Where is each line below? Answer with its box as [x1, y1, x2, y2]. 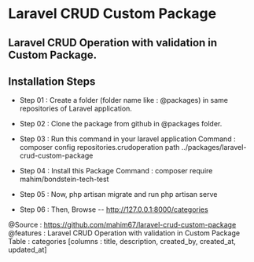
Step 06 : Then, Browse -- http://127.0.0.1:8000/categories [19, 205, 208, 214]
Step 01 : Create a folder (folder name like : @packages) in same [19, 96, 229, 105]
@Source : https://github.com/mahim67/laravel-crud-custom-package [8, 220, 237, 230]
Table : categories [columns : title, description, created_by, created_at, [8, 237, 236, 246]
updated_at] [8, 245, 47, 255]
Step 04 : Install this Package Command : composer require [19, 166, 213, 176]
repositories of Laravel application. [19, 104, 132, 114]
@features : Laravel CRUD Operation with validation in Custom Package [8, 228, 241, 238]
